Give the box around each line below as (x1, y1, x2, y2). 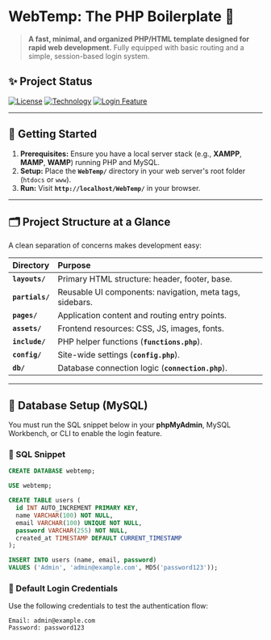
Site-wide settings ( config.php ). (57, 350, 180, 361)
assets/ (12, 324, 42, 333)
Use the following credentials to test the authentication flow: (8, 601, 208, 611)
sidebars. (57, 297, 93, 308)
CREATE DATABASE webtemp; (8, 467, 95, 476)
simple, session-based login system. (27, 51, 150, 61)
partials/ (12, 293, 50, 302)
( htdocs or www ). (19, 174, 72, 184)
